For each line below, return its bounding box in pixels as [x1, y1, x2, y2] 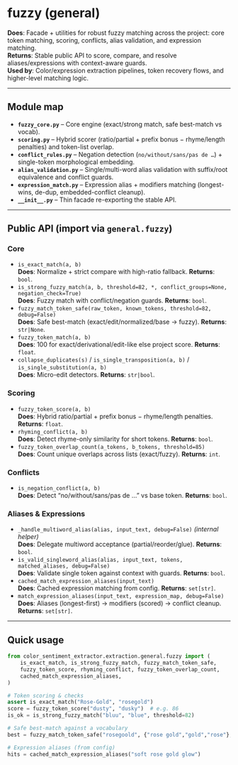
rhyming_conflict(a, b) [17, 428, 89, 435]
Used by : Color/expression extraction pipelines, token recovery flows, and [7, 66, 225, 75]
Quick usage [7, 634, 64, 646]
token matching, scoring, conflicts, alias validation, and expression [7, 36, 202, 44]
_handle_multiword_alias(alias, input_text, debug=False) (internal [17, 525, 219, 533]
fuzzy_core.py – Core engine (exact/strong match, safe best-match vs [17, 119, 222, 129]
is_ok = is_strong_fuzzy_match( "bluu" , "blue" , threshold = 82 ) [7, 712, 195, 719]
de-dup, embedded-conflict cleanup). [35, 188, 146, 196]
